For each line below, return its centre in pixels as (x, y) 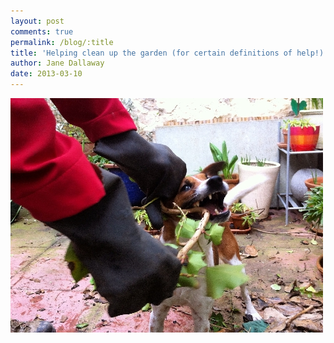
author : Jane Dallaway (57, 63)
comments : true (42, 31)
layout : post (37, 21)
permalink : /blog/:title (62, 42)
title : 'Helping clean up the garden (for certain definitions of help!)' (169, 53)
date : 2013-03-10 (46, 74)
